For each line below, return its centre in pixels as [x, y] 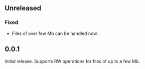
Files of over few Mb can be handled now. [55, 33]
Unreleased [23, 8]
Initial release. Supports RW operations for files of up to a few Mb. [72, 61]
